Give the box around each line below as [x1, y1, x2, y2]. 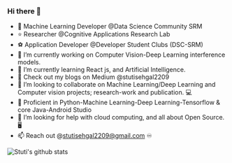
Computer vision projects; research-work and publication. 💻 [17, 88, 192, 97]
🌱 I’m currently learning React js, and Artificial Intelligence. [17, 66, 186, 74]
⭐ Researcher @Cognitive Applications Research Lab [17, 30, 171, 38]
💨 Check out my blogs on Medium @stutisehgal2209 [17, 73, 170, 81]
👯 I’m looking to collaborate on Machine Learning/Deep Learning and [17, 80, 216, 89]
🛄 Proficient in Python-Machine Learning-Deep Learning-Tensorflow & [17, 98, 221, 107]
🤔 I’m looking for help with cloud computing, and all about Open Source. [17, 113, 225, 122]
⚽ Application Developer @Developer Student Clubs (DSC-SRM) [17, 41, 204, 49]
